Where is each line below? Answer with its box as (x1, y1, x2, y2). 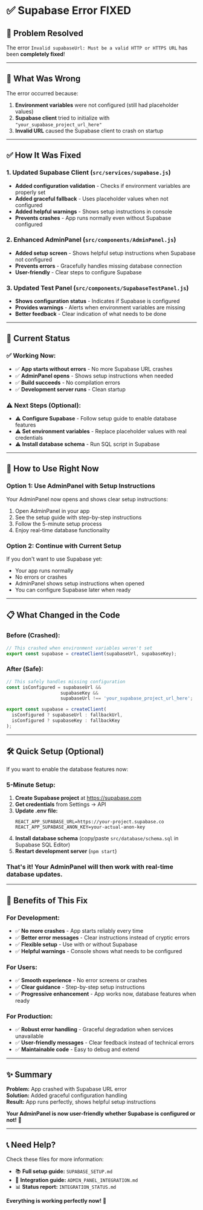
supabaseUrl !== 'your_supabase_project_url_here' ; (60, 695, 193, 701)
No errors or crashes (14, 573, 68, 581)
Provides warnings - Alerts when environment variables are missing (14, 304, 185, 311)
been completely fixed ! (6, 51, 65, 57)
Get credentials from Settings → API (14, 800, 106, 808)
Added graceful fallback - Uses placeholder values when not (14, 195, 169, 202)
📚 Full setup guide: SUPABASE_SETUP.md (14, 1168, 113, 1175)
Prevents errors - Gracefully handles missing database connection (14, 262, 182, 269)
